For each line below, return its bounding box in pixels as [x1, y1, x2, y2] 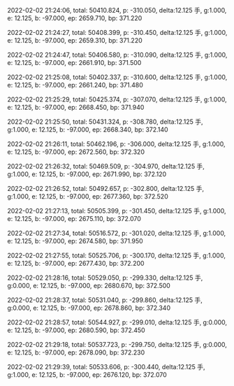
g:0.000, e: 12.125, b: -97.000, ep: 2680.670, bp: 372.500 [7, 282, 171, 289]
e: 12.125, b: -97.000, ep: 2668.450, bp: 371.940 [7, 103, 145, 111]
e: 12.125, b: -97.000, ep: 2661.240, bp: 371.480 [7, 81, 143, 89]
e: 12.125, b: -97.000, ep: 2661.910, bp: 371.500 [7, 59, 142, 66]
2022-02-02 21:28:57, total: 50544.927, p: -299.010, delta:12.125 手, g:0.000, [7, 318, 228, 327]
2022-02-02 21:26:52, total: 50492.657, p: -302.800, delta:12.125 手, [7, 185, 205, 192]
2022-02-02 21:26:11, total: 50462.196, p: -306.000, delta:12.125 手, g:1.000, [7, 140, 226, 148]
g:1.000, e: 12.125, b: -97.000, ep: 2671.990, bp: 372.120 [7, 170, 167, 178]
